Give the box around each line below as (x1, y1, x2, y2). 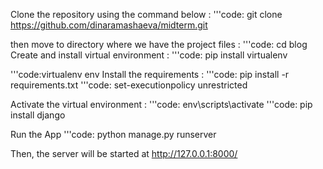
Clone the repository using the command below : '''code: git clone (10, 9, 283, 20)
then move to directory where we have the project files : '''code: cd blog (10, 39, 308, 50)
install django (10, 109, 66, 121)
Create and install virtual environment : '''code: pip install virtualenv (10, 49, 288, 61)
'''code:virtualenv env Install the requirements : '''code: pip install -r (10, 69, 290, 80)
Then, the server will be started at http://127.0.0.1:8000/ (10, 148, 238, 159)
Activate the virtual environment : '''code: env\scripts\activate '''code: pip (10, 99, 313, 110)
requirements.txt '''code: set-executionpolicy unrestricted (10, 79, 248, 91)
